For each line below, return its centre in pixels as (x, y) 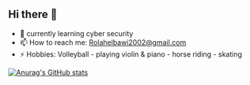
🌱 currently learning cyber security (76, 33)
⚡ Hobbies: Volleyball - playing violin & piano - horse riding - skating (131, 54)
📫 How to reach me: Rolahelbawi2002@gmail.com (103, 42)
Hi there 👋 (33, 15)
